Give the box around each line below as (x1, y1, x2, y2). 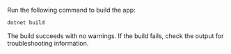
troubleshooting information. (7, 39, 89, 47)
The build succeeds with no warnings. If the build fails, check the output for (7, 31, 224, 40)
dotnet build (7, 19, 45, 26)
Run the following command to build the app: (7, 6, 136, 14)
